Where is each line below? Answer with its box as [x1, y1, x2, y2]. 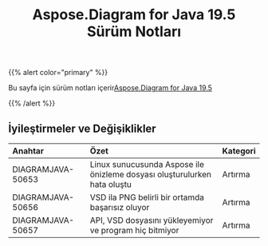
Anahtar [12, 145, 44, 157]
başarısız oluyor [89, 202, 150, 212]
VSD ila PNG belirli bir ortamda [89, 192, 205, 203]
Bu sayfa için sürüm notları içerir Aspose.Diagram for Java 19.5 [8, 83, 213, 93]
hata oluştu [89, 179, 132, 189]
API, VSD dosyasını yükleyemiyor [89, 215, 214, 225]
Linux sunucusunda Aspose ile [89, 159, 205, 169]
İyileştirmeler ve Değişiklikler [8, 121, 157, 135]
